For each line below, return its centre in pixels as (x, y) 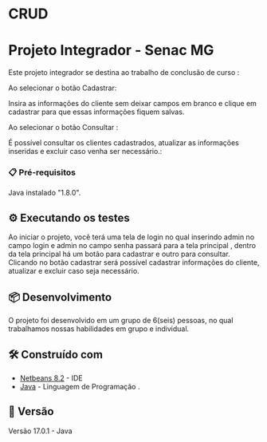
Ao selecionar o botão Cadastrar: (63, 88)
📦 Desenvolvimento (60, 297)
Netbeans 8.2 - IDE (51, 378)
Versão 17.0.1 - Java (41, 431)
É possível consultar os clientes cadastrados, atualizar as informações (124, 143)
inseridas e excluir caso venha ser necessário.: (85, 152)
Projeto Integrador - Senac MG (111, 51)
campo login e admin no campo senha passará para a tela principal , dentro (132, 246)
